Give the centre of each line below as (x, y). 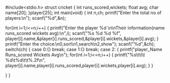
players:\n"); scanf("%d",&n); (36, 18)
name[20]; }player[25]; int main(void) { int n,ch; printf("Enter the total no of (83, 13)
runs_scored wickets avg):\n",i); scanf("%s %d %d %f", (63, 33)
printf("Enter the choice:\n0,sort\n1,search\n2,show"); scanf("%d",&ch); (80, 44)
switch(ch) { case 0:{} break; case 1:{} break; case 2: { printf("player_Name (84, 49)
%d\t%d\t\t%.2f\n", (25, 60)
